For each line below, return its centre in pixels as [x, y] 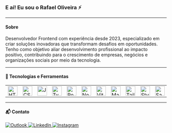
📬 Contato [17, 112]
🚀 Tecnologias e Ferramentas [37, 76]
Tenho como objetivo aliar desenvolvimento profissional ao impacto [77, 49]
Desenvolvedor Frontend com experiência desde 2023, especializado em [82, 38]
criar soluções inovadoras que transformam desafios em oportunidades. [81, 44]
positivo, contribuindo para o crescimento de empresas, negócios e [77, 55]
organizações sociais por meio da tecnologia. [53, 60]
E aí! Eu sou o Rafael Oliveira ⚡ [44, 7]
